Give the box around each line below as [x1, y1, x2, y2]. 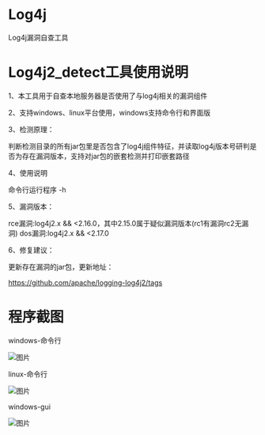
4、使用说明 [8, 168, 48, 177]
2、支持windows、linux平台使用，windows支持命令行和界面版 [8, 108, 211, 117]
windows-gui [8, 402, 51, 411]
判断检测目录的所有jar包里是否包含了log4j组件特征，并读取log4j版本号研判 [8, 141, 251, 151]
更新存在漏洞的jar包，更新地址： [8, 262, 114, 271]
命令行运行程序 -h [8, 184, 66, 195]
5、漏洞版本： [8, 202, 55, 211]
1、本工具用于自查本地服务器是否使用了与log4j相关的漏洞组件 [8, 91, 208, 100]
